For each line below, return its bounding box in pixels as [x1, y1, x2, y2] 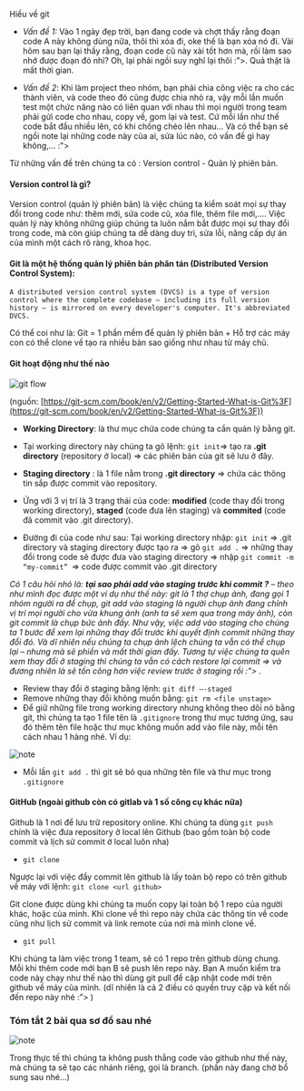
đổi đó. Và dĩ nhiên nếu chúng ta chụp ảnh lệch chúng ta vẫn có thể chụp [9, 636, 286, 647]
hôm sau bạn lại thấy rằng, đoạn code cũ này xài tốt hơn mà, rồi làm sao [22, 45, 292, 56]
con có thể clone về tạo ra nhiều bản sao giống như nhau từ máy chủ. [9, 337, 270, 349]
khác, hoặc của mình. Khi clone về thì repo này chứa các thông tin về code [9, 908, 289, 919]
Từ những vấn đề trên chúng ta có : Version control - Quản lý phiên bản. [9, 158, 279, 168]
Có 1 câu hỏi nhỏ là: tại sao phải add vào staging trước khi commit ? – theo [9, 578, 295, 589]
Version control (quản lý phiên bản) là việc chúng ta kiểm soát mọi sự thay [9, 199, 287, 210]
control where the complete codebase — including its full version [9, 296, 270, 305]
